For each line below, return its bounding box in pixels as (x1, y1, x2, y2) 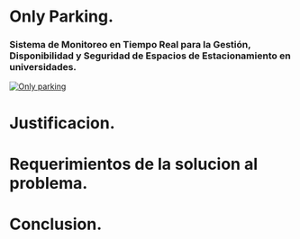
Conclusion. (9, 214, 103, 235)
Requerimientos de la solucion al (9, 154, 259, 174)
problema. (9, 173, 88, 193)
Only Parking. (9, 6, 114, 27)
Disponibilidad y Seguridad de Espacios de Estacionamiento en (9, 49, 291, 62)
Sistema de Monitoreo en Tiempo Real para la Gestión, (9, 39, 251, 51)
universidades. (9, 61, 77, 74)
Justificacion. (9, 112, 115, 133)
